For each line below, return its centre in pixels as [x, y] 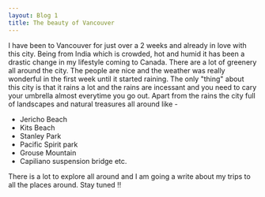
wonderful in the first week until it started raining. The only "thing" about [126, 79]
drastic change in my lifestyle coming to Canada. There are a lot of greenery [132, 62]
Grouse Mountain [48, 152]
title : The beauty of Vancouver [61, 23]
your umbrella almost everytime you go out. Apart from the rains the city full [132, 95]
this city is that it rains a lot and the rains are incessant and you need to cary [132, 87]
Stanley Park [40, 136]
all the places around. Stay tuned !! [65, 184]
